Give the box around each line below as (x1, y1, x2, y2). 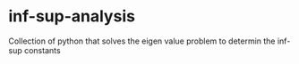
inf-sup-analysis (8, 6, 136, 27)
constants (24, 44, 61, 55)
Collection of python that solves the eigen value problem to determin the (8, 36, 276, 46)
